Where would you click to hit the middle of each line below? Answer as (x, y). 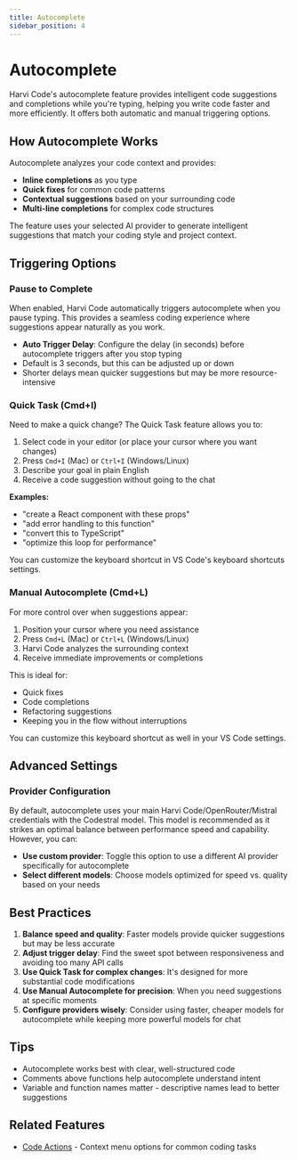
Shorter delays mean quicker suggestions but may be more (131, 372)
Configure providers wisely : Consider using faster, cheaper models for (153, 1010)
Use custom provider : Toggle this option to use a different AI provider (150, 856)
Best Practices (50, 913)
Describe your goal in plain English (85, 470)
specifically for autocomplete (76, 866)
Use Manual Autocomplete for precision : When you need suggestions (152, 991)
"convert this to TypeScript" (73, 533)
